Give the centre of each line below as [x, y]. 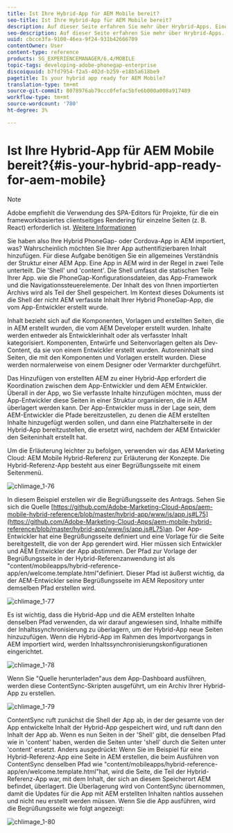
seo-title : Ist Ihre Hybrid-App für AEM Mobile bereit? [89, 20]
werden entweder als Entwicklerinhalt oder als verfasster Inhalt [97, 335]
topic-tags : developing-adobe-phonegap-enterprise [82, 65]
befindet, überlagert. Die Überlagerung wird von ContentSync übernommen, [116, 786]
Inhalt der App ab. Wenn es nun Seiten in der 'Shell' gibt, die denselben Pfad [116, 735]
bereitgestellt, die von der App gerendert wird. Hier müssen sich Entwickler [115, 543]
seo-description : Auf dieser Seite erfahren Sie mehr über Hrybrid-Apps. [116, 33]
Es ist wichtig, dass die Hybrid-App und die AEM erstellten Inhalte [101, 615]
